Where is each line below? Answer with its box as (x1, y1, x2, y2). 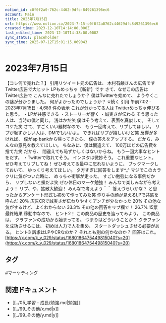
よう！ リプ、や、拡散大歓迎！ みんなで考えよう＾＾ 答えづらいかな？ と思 (5, 185, 158, 191)
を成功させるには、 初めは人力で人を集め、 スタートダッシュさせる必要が (5, 223, 155, 229)
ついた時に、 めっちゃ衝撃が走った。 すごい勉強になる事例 (26, 173, 147, 179)
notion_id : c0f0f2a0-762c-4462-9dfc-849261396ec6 (5, 7, 110, 12)
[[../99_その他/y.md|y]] (12, 312, 59, 318)
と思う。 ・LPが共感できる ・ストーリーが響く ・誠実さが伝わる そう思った (5, 111, 159, 117)
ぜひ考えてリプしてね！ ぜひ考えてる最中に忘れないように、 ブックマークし (5, 161, 159, 166)
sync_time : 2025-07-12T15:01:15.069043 (5, 40, 88, 45)
